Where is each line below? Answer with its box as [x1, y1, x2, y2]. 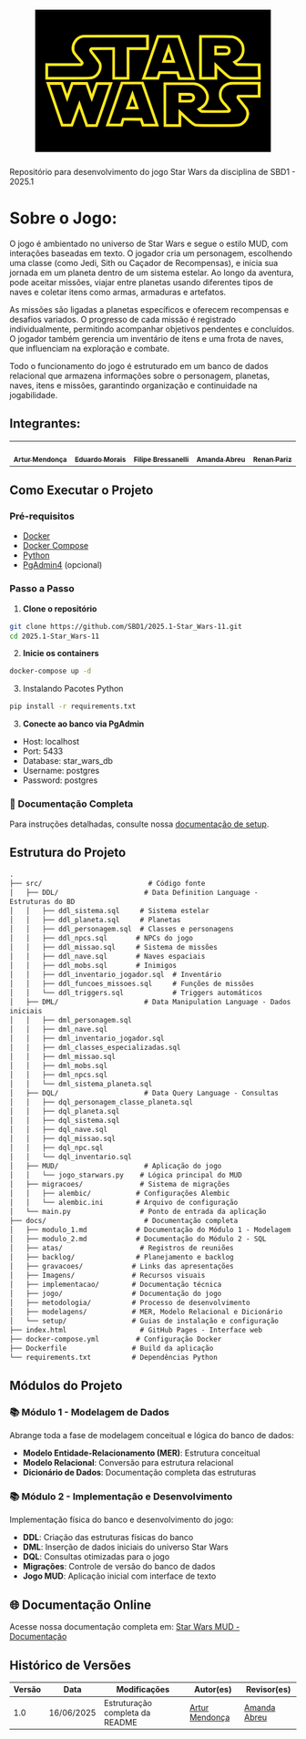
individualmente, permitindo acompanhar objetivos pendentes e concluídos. [9, 324, 294, 334]
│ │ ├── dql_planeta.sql [9, 1107, 120, 1116]
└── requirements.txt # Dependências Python [9, 1353, 219, 1363]
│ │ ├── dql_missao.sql [9, 1135, 117, 1144]
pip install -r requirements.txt [9, 702, 137, 711]
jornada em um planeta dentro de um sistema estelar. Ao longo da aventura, [9, 267, 294, 278]
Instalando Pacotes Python [22, 684, 124, 695]
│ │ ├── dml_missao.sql [9, 1053, 117, 1062]
